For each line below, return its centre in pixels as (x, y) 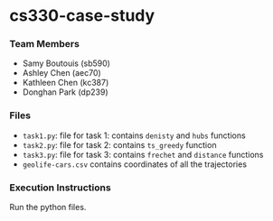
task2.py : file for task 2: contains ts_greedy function (119, 144)
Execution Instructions (60, 188)
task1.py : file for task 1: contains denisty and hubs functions (134, 135)
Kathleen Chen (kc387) (66, 83)
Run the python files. (48, 207)
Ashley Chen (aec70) (61, 73)
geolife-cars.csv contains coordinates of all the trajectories (134, 164)
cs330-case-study (82, 16)
